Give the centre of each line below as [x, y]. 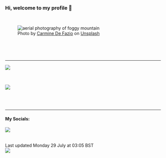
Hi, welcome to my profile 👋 [39, 8]
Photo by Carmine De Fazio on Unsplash [59, 34]
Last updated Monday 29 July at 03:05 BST [49, 145]
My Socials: [18, 118]
